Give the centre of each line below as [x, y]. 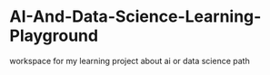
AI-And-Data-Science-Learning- [135, 17]
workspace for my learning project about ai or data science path [130, 61]
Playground [54, 36]
